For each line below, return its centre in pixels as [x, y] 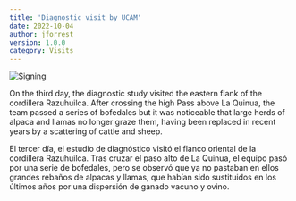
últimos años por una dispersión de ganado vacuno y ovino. [119, 187]
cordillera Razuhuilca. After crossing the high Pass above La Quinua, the [142, 103]
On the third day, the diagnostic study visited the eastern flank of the [135, 94]
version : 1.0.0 [38, 42]
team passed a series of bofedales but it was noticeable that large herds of [148, 113]
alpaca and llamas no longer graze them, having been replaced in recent [143, 122]
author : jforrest [42, 34]
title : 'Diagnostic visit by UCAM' [76, 17]
